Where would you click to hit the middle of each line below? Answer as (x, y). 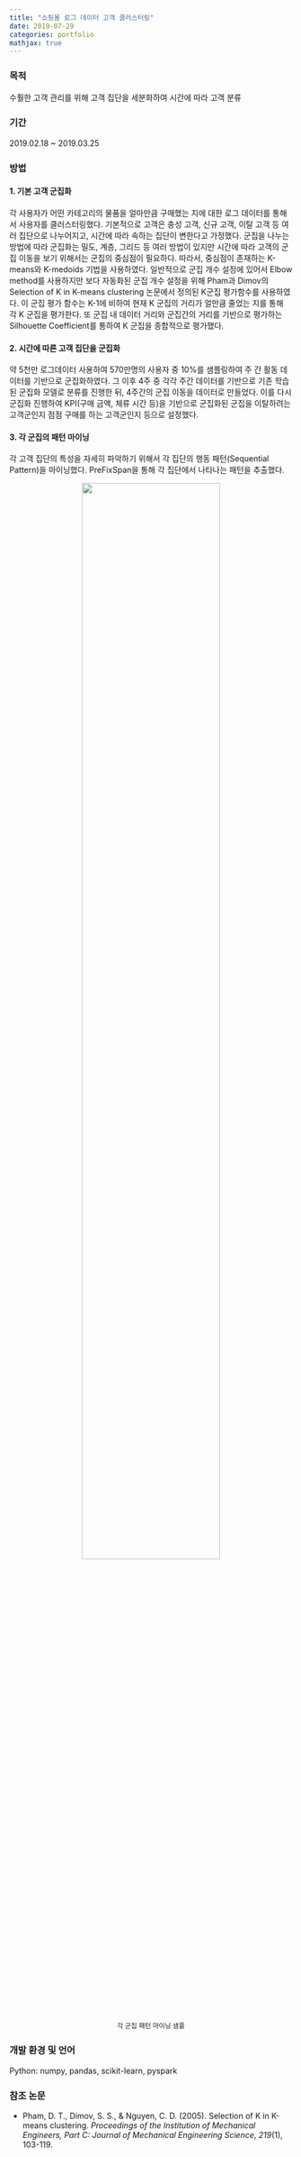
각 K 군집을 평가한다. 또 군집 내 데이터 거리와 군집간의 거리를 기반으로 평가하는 (146, 314)
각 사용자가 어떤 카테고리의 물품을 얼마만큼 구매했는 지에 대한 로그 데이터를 (140, 213)
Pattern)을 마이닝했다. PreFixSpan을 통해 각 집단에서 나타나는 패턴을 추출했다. (147, 470)
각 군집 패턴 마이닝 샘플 (151, 2026)
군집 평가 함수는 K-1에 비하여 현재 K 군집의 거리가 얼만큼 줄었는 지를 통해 (157, 303)
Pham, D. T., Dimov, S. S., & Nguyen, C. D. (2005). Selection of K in (146, 2116)
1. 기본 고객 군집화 (40, 191)
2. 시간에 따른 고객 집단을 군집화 (65, 348)
